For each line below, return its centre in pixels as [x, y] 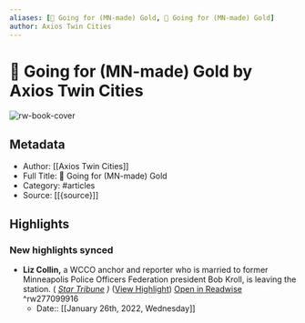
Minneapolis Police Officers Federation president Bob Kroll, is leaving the [159, 279]
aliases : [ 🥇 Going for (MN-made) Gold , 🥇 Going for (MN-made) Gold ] [142, 18]
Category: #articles [59, 186]
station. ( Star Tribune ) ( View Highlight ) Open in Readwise [132, 288]
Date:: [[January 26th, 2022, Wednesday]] [116, 308]
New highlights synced [61, 249]
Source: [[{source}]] [61, 196]
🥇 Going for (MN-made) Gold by [131, 71]
